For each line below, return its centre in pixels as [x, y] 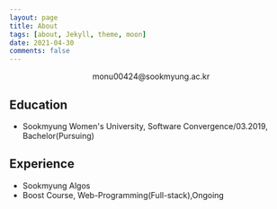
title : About [34, 26]
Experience [42, 164]
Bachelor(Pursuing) [58, 135]
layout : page [34, 17]
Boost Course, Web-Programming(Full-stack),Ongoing [123, 195]
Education [39, 104]
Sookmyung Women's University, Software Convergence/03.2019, [145, 126]
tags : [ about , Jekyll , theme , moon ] [78, 34]
